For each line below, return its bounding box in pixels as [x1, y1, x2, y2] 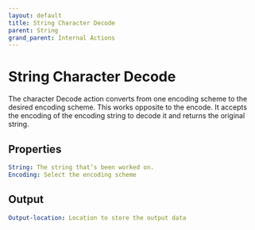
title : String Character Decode [8, 19, 115, 27]
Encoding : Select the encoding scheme [8, 171, 137, 178]
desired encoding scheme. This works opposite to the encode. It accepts [8, 102, 248, 112]
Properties [8, 142, 62, 155]
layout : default [8, 11, 62, 20]
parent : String [8, 26, 59, 34]
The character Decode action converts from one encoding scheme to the [8, 94, 248, 104]
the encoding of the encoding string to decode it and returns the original [8, 111, 245, 121]
